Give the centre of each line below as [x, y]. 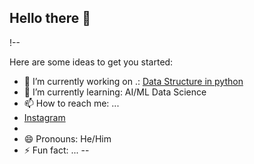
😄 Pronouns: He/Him [67, 138]
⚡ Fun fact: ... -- [56, 150]
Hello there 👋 [50, 18]
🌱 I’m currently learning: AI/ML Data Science [115, 92]
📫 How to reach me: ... [71, 103]
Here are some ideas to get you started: [91, 62]
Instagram [44, 117]
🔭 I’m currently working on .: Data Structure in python [133, 81]
